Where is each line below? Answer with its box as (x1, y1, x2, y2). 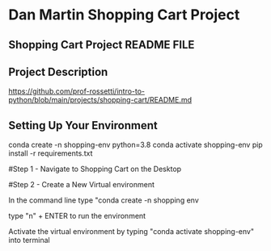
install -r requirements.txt (8, 149, 93, 158)
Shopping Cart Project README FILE (8, 38, 195, 52)
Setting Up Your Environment (8, 119, 158, 132)
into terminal (8, 236, 50, 245)
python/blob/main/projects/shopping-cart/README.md (8, 95, 193, 105)
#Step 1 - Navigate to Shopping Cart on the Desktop (8, 164, 182, 174)
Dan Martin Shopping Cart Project (8, 6, 240, 24)
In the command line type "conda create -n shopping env (8, 195, 200, 205)
